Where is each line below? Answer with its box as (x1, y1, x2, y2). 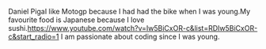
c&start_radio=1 (8, 32, 59, 41)
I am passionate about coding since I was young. (60, 32, 220, 41)
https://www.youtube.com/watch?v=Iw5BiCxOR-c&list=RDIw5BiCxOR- (27, 24, 258, 32)
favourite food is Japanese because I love (8, 15, 145, 24)
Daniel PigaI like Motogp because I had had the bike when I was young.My (8, 7, 251, 16)
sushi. (8, 24, 28, 32)
